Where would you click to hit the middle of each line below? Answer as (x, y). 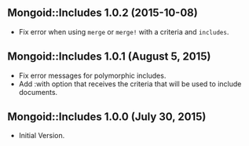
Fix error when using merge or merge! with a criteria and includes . (124, 31)
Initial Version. (42, 136)
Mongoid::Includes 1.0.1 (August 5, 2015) (109, 57)
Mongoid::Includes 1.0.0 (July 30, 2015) (107, 117)
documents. (38, 92)
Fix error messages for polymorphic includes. (92, 75)
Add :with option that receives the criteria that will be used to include (130, 84)
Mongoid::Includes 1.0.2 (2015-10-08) (103, 13)
